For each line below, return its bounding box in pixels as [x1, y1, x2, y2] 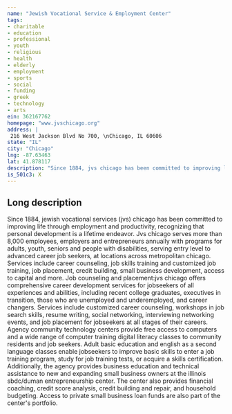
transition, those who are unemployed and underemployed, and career [7, 296, 208, 305]
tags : [7, 17, 23, 24]
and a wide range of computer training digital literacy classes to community [7, 333, 222, 341]
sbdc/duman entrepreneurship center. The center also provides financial [7, 377, 214, 385]
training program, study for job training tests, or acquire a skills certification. [7, 354, 224, 363]
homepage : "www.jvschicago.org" [7, 119, 100, 127]
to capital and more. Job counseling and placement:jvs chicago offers [7, 274, 206, 282]
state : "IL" [7, 139, 41, 146]
